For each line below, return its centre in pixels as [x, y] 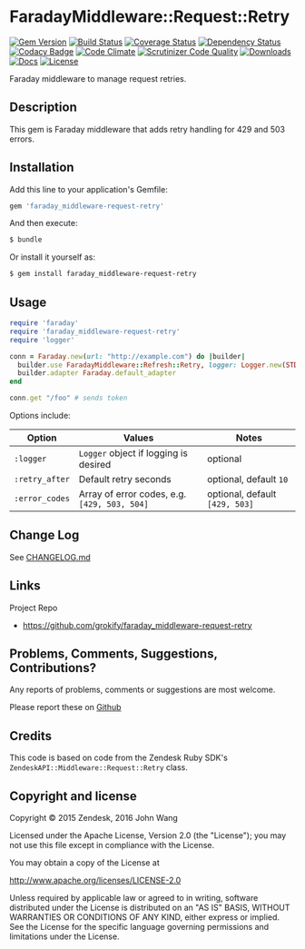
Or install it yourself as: [52, 257]
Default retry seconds [125, 479]
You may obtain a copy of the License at [85, 863]
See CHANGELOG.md [50, 557]
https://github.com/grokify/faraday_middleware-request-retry [137, 625]
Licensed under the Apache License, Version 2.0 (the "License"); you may [148, 835]
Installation [42, 168]
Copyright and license [74, 796]
